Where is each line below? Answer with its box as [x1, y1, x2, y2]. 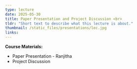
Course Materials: [5, 44, 43, 49]
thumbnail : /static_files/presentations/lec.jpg [5, 26, 107, 31]
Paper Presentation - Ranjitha [12, 53, 72, 59]
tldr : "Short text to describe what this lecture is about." [5, 21, 134, 26]
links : [5, 30, 19, 35]
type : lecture [5, 7, 34, 12]
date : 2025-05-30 [5, 12, 41, 17]
